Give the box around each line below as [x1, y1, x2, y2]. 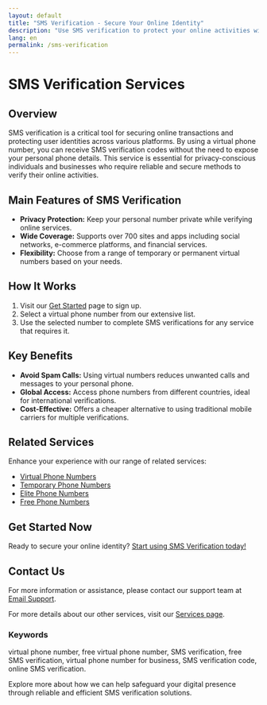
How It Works [8, 280, 77, 293]
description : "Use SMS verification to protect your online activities [8, 26, 250, 34]
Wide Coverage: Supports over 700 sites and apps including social [19, 231, 240, 241]
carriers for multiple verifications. [19, 413, 130, 422]
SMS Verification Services [8, 76, 185, 94]
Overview [8, 107, 58, 120]
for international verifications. [19, 395, 117, 405]
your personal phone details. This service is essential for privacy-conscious [8, 153, 256, 163]
